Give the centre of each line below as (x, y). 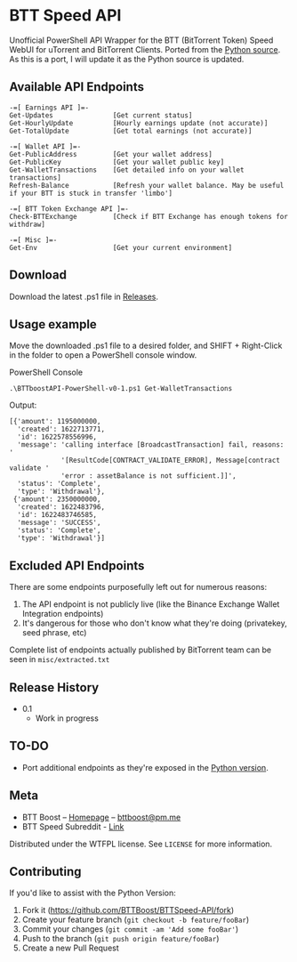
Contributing (45, 872)
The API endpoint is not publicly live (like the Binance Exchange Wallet (151, 604)
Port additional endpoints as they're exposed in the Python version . (145, 767)
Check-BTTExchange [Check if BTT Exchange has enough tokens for (149, 216)
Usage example (53, 324)
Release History (54, 687)
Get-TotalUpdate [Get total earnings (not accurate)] (131, 131)
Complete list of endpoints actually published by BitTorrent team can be (140, 650)
